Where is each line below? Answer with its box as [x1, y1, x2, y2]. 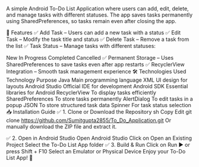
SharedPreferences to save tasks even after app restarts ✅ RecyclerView [6, 61, 185, 68]
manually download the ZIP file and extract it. [6, 123, 117, 130]
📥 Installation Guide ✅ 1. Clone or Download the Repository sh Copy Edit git [6, 108, 192, 115]
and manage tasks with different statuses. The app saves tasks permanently [6, 11, 193, 18]
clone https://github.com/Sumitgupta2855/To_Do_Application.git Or [6, 117, 172, 124]
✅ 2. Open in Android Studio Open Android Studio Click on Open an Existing [6, 134, 192, 142]
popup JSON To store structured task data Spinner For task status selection [6, 102, 192, 108]
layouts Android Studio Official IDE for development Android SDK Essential [6, 83, 188, 89]
